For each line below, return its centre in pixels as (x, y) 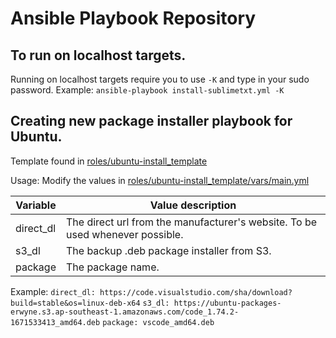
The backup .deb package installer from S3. (168, 250)
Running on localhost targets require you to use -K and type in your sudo (160, 79)
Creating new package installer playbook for (151, 121)
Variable (36, 205)
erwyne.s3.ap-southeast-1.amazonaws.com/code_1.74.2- (125, 312)
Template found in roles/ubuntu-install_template (109, 161)
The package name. (112, 267)
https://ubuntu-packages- (227, 303)
